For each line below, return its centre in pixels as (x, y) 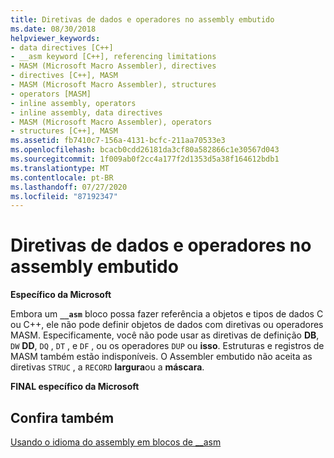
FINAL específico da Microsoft (75, 387)
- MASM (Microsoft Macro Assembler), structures (113, 85)
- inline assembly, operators (73, 103)
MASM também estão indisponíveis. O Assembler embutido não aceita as (161, 357)
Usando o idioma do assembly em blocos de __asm (116, 442)
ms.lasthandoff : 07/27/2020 (69, 187)
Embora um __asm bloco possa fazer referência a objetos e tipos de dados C (167, 314)
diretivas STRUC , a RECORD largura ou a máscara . (107, 367)
